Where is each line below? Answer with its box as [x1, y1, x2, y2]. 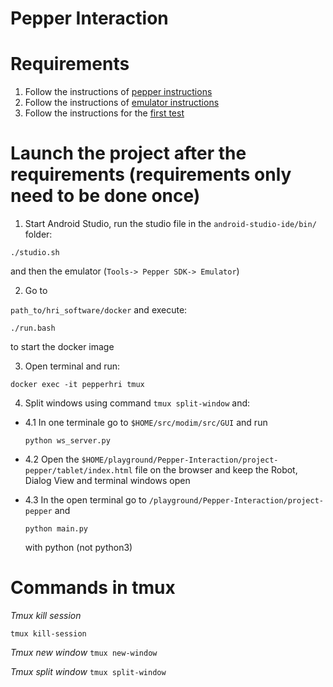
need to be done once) [10, 185, 201, 207]
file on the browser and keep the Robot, [134, 464, 298, 476]
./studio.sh [10, 248, 60, 258]
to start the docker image [10, 341, 115, 353]
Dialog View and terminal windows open [24, 475, 191, 487]
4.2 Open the [24, 453, 80, 466]
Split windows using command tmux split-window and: [24, 397, 251, 409]
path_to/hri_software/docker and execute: [10, 304, 188, 316]
